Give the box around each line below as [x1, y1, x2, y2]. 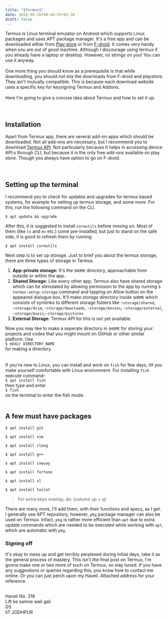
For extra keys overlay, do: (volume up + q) [17, 496, 107, 502]
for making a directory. [5, 346, 52, 352]
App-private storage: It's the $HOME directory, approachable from [12, 268, 147, 273]
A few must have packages [5, 412, 92, 421]
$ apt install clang [5, 443, 49, 448]
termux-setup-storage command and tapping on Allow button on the [12, 289, 153, 295]
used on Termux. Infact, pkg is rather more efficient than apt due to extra [5, 516, 155, 522]
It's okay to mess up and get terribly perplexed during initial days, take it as [5, 551, 160, 558]
